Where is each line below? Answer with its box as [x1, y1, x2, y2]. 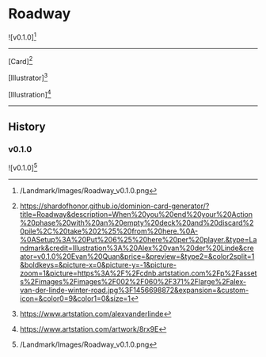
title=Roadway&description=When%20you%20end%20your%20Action [19, 209, 253, 218]
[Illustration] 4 [8, 88, 51, 99]
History [8, 120, 46, 133]
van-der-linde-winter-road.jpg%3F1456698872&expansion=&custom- [19, 285, 249, 294]
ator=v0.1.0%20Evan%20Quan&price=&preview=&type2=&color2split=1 [19, 251, 255, 261]
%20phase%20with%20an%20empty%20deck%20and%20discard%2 [19, 218, 254, 227]
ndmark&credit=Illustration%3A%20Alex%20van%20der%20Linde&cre [19, 243, 255, 253]
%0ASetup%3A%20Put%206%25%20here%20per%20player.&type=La [19, 234, 257, 244]
